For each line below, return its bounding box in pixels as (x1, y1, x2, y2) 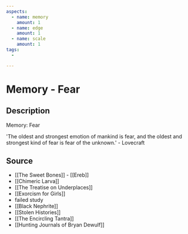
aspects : (6, 8, 28, 15)
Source (6, 156, 33, 166)
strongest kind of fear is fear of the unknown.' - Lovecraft (6, 139, 145, 146)
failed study (14, 196, 43, 204)
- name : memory (11, 14, 49, 20)
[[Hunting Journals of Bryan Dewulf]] (14, 221, 105, 229)
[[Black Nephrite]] (14, 203, 59, 210)
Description (6, 106, 50, 116)
